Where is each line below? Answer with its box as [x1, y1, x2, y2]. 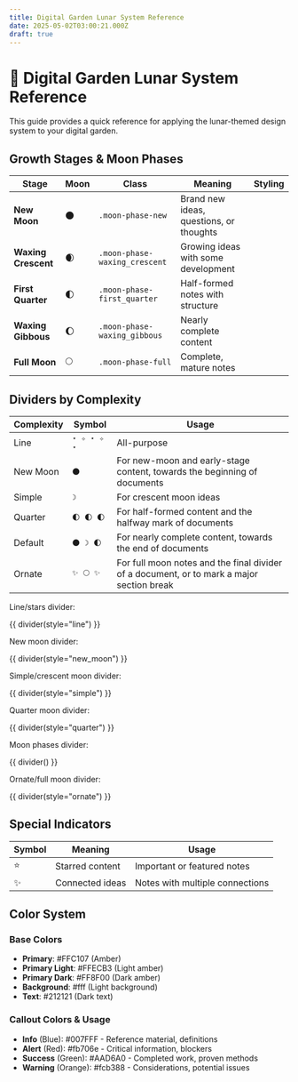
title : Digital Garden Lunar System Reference [9, 12, 184, 22]
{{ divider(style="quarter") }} [9, 722, 115, 733]
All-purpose [116, 437, 169, 449]
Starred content [54, 860, 122, 872]
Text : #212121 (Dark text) [21, 991, 114, 1002]
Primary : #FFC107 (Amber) [21, 953, 122, 965]
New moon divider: [9, 636, 79, 646]
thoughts [180, 226, 218, 238]
